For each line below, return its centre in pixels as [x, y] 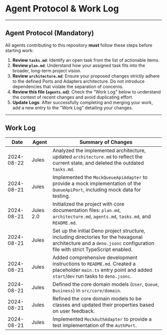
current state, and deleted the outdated [98, 163]
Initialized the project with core [88, 204]
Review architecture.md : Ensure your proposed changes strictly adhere [86, 76]
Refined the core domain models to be [97, 298]
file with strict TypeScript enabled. [92, 249]
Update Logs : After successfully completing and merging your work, [83, 102]
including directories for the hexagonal [97, 237]
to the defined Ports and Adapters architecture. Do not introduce [79, 81]
